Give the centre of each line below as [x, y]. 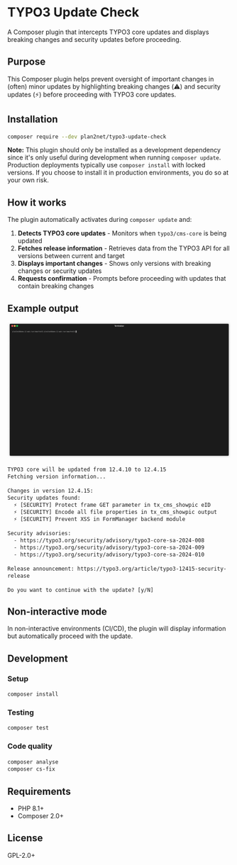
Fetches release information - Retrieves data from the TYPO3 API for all [123, 248]
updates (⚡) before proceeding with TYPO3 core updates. [92, 94]
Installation [33, 119]
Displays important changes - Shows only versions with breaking [114, 264]
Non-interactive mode [57, 612]
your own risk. [28, 180]
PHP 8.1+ [31, 808]
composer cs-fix [31, 769]
